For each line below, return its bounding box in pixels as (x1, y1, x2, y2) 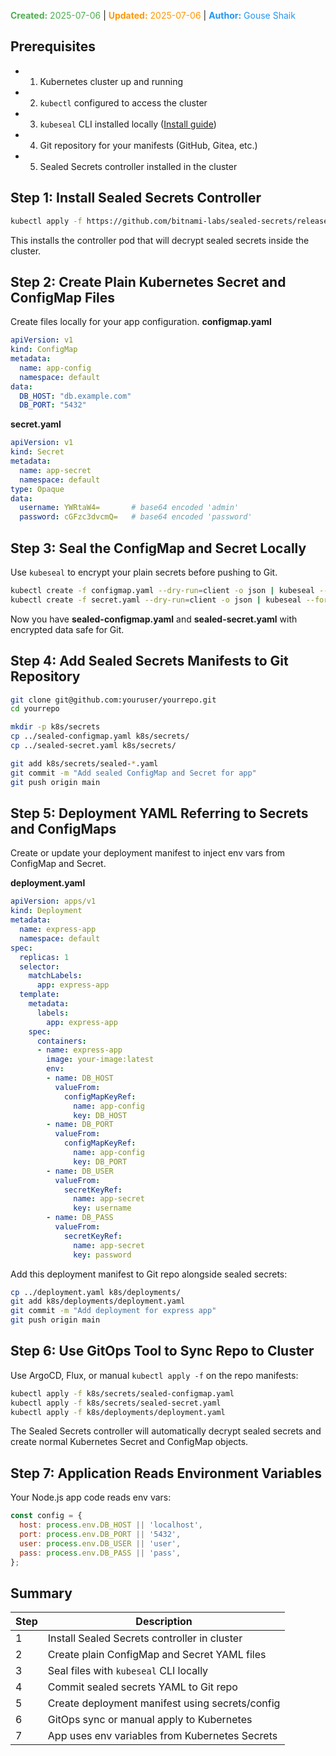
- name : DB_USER (46, 1166, 114, 1176)
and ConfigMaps (10, 820, 117, 837)
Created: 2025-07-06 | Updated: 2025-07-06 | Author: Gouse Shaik (10, 10, 296, 21)
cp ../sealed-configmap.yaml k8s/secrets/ (10, 731, 190, 742)
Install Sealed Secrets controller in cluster (47, 1631, 243, 1645)
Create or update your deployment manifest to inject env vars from (10, 847, 286, 859)
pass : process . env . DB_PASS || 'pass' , (19, 1548, 182, 1558)
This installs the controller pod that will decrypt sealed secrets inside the (10, 234, 310, 246)
